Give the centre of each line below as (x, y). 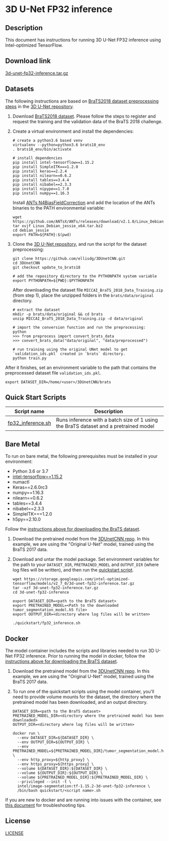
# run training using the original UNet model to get (70, 349)
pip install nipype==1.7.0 (41, 189)
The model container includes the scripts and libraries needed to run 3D (80, 651)
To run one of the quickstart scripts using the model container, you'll (83, 692)
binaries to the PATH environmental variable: (58, 208)
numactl (21, 482)
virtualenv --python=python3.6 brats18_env (59, 145)
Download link (28, 61)
